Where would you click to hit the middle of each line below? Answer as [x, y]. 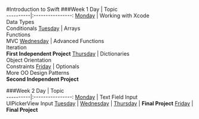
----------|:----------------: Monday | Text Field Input [72, 97]
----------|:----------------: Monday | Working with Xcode [78, 16]
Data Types [20, 22]
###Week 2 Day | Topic [35, 91]
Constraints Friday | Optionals [43, 66]
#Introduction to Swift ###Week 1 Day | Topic [62, 9]
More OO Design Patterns [38, 73]
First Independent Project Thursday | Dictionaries [68, 54]
